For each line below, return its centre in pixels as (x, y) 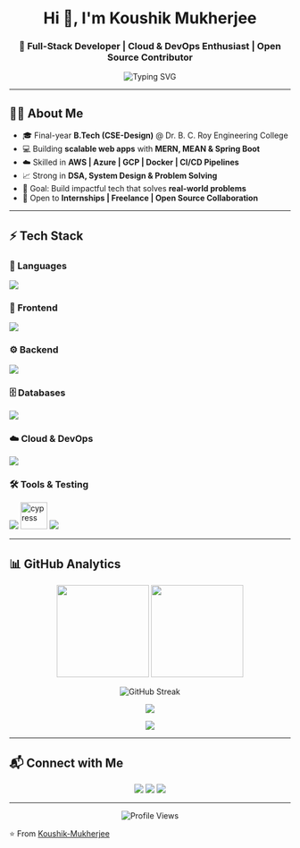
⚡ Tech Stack (46, 236)
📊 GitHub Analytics (65, 564)
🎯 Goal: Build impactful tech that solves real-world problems (134, 189)
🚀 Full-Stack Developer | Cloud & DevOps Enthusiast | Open (150, 47)
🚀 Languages (38, 266)
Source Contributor (150, 57)
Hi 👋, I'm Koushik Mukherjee (150, 18)
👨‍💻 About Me (46, 113)
